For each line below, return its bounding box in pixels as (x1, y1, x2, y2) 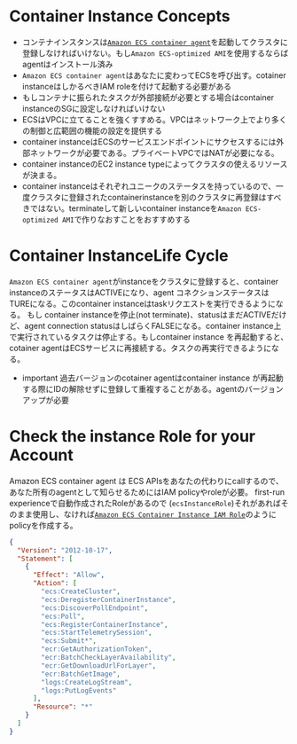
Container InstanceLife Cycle (9, 246, 229, 266)
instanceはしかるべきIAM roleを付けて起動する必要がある (21, 81, 232, 91)
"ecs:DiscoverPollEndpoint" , (41, 603, 149, 613)
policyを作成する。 (9, 520, 78, 530)
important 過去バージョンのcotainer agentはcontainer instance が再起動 (21, 372, 284, 383)
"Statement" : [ (17, 554, 74, 563)
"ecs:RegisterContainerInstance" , (41, 620, 168, 629)
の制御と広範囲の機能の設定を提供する (21, 125, 162, 136)
